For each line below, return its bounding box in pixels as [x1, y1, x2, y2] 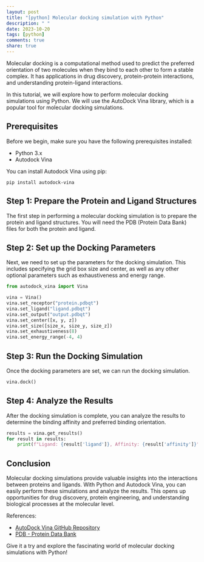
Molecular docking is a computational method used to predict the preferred [6, 59, 195, 67]
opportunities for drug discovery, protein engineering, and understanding [6, 494, 189, 501]
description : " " [6, 20, 50, 26]
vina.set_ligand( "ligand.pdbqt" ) [6, 306, 91, 312]
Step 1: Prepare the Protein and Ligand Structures [6, 196, 197, 206]
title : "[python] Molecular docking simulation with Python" [6, 15, 165, 21]
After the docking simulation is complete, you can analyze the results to [6, 412, 185, 419]
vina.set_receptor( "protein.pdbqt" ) [6, 300, 99, 306]
